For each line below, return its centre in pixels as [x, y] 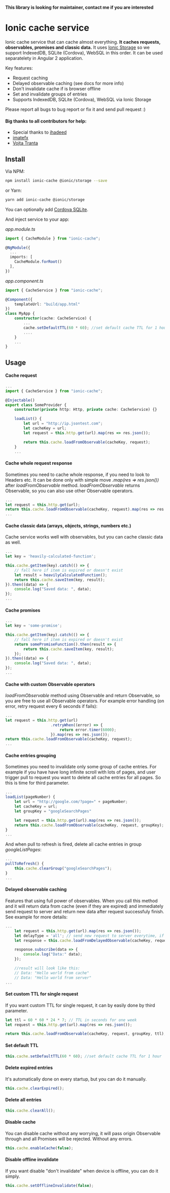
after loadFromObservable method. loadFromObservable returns [73, 485]
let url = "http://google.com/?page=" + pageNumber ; [71, 802]
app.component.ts [25, 281]
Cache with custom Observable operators [50, 684]
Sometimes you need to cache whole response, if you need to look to [78, 474]
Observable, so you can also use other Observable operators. [70, 491]
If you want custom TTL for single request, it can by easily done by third [80, 1005]
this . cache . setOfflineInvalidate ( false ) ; [50, 1185]
